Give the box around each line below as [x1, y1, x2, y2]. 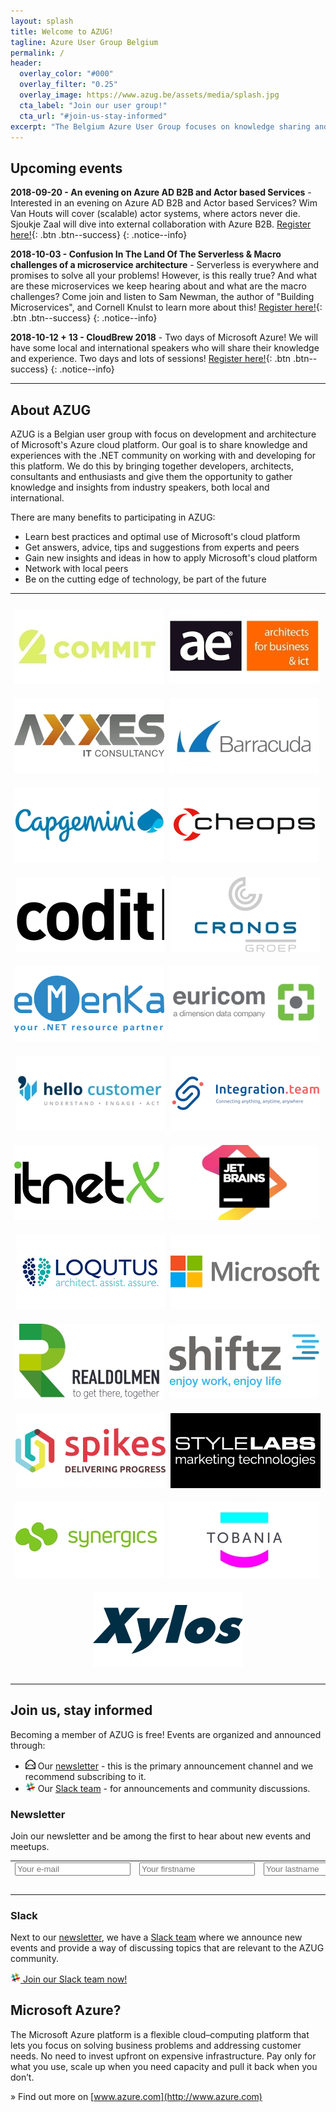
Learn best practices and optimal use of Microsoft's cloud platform [24, 531, 301, 542]
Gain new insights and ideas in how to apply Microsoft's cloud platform [24, 552, 318, 564]
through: [10, 1739, 46, 1751]
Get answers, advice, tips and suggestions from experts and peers [24, 541, 300, 553]
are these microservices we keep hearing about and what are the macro [10, 280, 307, 292]
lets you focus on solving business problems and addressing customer [10, 2039, 302, 2051]
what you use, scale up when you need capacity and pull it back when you [10, 2060, 318, 2072]
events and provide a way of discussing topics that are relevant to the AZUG [10, 1941, 325, 1954]
